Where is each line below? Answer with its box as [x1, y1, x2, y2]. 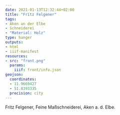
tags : [5, 16, 16, 21]
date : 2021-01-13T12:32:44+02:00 [5, 7, 75, 12]
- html [5, 44, 19, 49]
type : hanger [5, 35, 32, 40]
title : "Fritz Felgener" [5, 12, 57, 17]
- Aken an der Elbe [5, 21, 46, 26]
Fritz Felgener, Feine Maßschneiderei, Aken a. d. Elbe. [5, 104, 116, 110]
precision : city [9, 91, 43, 96]
